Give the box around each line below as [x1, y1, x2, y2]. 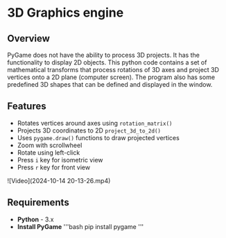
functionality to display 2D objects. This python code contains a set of [7, 58, 207, 67]
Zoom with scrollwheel [17, 141, 82, 149]
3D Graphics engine [7, 5, 124, 21]
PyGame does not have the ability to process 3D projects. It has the [7, 51, 200, 59]
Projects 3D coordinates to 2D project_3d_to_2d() [17, 126, 162, 135]
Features [7, 101, 46, 112]
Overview [7, 33, 51, 44]
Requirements [7, 196, 69, 209]
